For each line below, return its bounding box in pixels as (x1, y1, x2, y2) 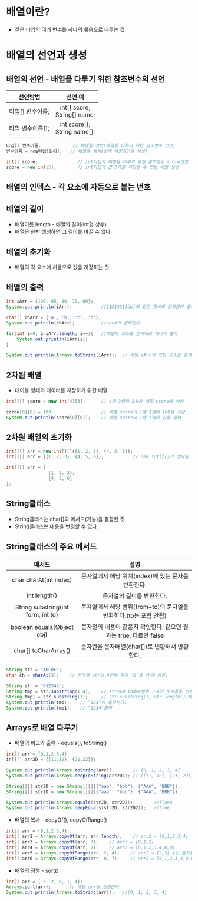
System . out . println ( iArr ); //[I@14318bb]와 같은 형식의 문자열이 (6, 304, 184, 310)
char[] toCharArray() (14, 647, 71, 655)
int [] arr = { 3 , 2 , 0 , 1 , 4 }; (6, 879, 83, 885)
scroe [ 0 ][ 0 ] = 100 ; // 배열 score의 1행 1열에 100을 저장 (6, 409, 186, 415)
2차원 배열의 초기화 (6, 432, 72, 442)
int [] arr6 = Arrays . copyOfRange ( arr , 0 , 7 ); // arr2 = (6, 855, 154, 862)
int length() (27, 591, 58, 599)
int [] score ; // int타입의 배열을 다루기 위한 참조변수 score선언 (6, 158, 189, 165)
